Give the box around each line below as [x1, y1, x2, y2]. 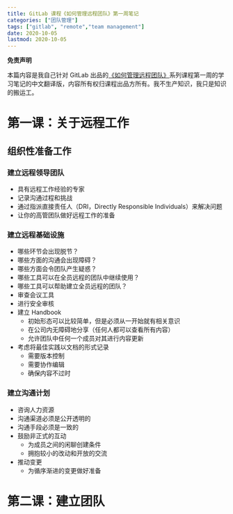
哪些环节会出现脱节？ [17, 247, 79, 256]
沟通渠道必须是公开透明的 [17, 414, 91, 422]
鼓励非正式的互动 [17, 431, 67, 439]
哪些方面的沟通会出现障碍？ [17, 256, 97, 265]
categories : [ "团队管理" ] [7, 17, 79, 24]
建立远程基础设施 [7, 230, 65, 240]
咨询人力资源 [17, 405, 54, 414]
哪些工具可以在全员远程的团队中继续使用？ [17, 273, 140, 282]
